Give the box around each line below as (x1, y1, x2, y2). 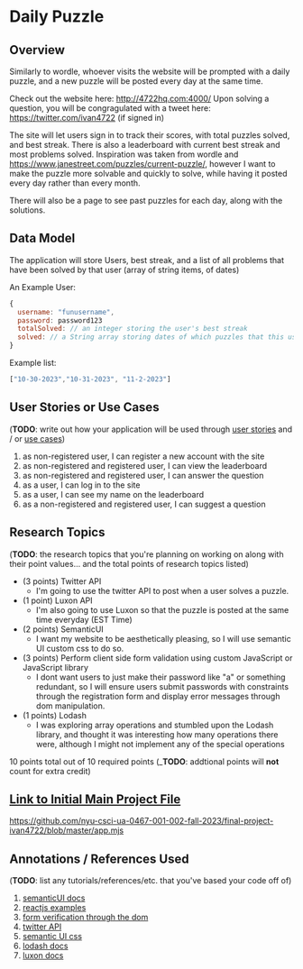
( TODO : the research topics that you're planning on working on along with (9, 548, 284, 560)
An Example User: (9, 281, 77, 292)
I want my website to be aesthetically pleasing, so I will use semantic (35, 633, 291, 644)
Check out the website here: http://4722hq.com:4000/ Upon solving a (9, 93, 270, 104)
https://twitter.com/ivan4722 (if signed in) (9, 113, 165, 123)
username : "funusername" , (17, 307, 115, 316)
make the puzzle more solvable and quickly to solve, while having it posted (9, 169, 288, 178)
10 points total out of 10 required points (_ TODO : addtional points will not (9, 755, 280, 767)
